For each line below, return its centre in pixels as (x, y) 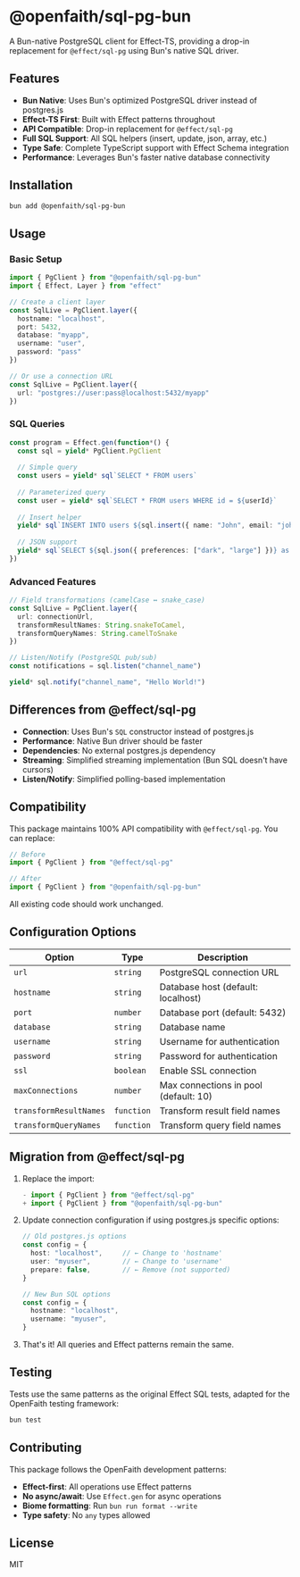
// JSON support (47, 542)
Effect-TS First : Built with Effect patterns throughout (119, 119)
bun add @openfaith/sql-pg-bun (67, 206)
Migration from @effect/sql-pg (97, 1157)
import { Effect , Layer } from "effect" (86, 286)
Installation (41, 185)
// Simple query (47, 467)
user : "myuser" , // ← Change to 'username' (127, 1262)
